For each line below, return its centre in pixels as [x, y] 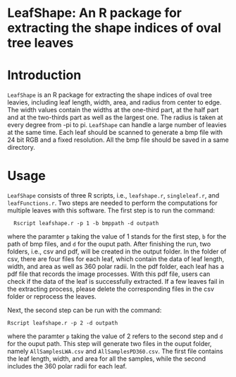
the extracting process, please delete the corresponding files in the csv [111, 289]
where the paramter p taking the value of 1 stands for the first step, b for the [117, 237]
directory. [21, 148]
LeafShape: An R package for [94, 13]
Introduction [44, 75]
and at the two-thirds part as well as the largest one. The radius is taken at [115, 117]
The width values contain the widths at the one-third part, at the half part [113, 110]
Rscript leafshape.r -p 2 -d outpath [63, 323]
